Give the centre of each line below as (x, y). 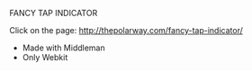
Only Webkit (45, 57)
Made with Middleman (63, 48)
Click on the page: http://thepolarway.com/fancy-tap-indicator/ (126, 30)
